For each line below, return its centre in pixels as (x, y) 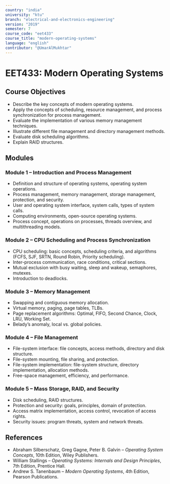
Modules (20, 158)
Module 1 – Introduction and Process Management (68, 172)
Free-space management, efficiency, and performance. (71, 375)
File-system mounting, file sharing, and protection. (66, 359)
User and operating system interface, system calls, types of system (83, 205)
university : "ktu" (25, 15)
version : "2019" (22, 24)
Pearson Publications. (35, 477)
